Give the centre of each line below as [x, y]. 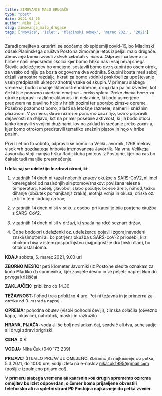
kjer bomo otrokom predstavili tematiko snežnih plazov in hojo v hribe [75, 129]
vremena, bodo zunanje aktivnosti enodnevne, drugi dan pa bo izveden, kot [81, 87]
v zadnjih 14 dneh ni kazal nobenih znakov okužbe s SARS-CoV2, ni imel [84, 178]
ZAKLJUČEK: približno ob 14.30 [37, 286]
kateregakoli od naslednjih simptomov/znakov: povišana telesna [76, 183]
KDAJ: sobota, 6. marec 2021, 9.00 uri [43, 257]
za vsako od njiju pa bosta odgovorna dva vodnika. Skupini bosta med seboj [81, 72]
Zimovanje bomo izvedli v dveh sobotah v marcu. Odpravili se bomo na [76, 56]
